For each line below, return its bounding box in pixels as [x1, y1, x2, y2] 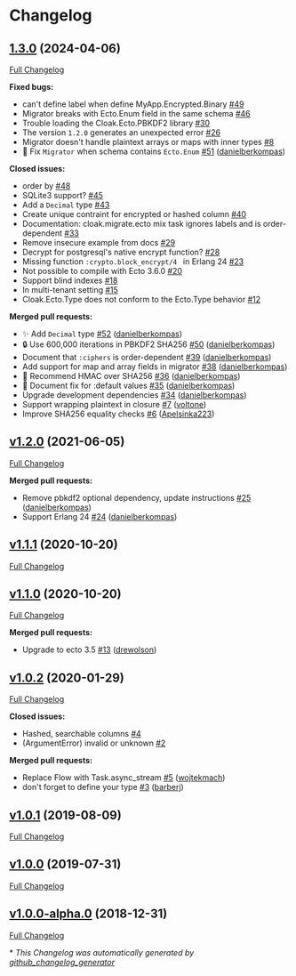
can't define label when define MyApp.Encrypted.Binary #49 [21, 99, 244, 109]
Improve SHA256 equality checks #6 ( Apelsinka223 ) [21, 408, 215, 419]
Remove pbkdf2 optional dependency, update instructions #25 [21, 492, 252, 503]
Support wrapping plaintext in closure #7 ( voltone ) [21, 399, 207, 409]
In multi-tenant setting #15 [21, 285, 118, 294]
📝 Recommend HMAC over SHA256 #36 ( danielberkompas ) [21, 371, 241, 381]
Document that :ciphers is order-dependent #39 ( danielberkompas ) [21, 352, 272, 362]
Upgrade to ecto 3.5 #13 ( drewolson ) [21, 644, 157, 655]
